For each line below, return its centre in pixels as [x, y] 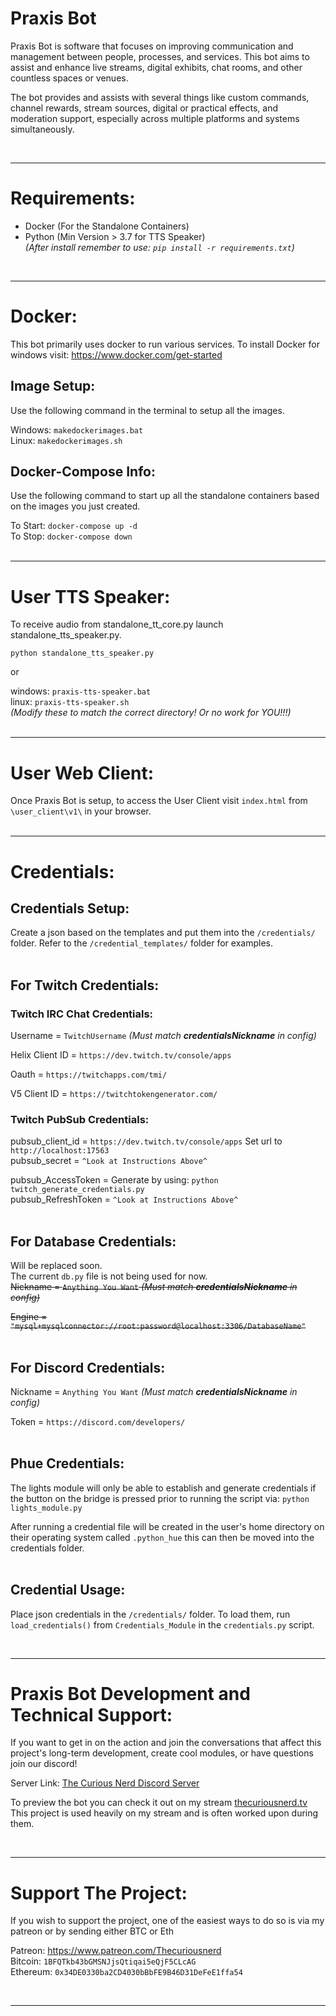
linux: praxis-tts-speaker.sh [70, 702]
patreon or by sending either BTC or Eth [92, 1931]
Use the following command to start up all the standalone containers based [165, 496]
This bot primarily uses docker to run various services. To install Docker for [165, 344]
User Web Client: [82, 773]
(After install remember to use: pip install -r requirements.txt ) [159, 247]
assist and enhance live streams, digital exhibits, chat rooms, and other [156, 67]
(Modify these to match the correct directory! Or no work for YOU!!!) [151, 713]
